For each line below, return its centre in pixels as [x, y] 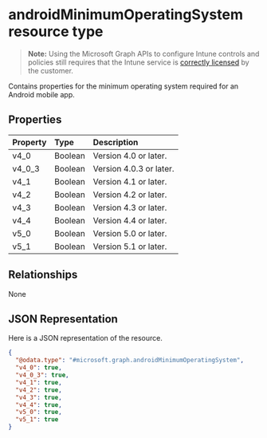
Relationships [43, 275]
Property [29, 142]
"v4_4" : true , [39, 404]
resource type [56, 32]
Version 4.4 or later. [130, 220]
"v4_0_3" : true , [42, 375]
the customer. [51, 70]
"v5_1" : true [37, 420]
